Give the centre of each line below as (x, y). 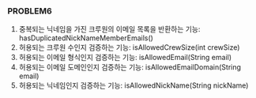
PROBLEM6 (30, 11)
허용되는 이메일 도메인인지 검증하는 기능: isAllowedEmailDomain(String (130, 67)
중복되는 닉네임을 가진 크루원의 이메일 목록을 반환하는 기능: (109, 29)
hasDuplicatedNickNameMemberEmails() (86, 38)
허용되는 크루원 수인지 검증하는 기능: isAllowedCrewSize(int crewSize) (129, 47)
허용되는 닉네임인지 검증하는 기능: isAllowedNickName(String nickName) (134, 85)
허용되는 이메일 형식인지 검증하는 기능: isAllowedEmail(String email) (125, 58)
